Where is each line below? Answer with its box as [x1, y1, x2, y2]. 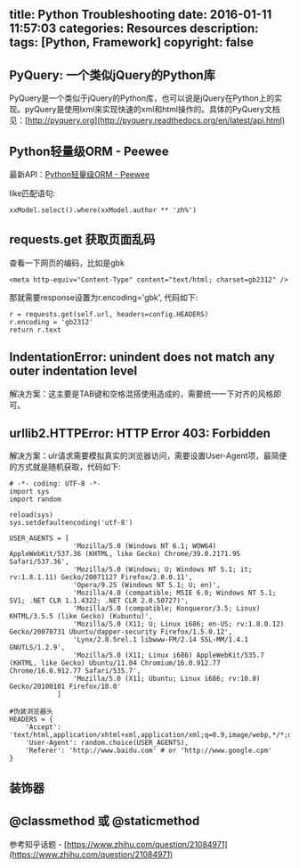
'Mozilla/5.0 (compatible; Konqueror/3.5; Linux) [72, 604, 261, 613]
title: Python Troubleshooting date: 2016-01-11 [9, 7, 272, 22]
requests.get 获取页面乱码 [9, 232, 156, 248]
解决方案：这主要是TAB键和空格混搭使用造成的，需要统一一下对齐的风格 [9, 388, 274, 399]
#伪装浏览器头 [9, 708, 53, 717]
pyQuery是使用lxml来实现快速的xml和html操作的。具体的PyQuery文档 [24, 104, 280, 115]
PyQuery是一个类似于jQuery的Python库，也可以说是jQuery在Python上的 [9, 93, 275, 103]
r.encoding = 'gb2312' [9, 317, 93, 326]
